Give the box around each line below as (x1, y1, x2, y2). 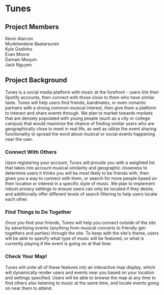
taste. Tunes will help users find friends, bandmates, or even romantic (5, 99, 146, 105)
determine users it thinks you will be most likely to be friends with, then (5, 170, 149, 176)
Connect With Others (5, 148, 57, 155)
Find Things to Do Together (5, 209, 72, 216)
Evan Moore (5, 51, 29, 57)
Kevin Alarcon (5, 35, 33, 41)
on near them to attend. (5, 285, 53, 291)
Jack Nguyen (5, 62, 32, 67)
